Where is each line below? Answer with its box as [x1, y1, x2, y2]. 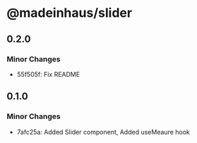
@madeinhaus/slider [6, 5, 132, 21]
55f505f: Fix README [16, 70, 80, 78]
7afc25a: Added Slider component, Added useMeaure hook [16, 128, 190, 136]
